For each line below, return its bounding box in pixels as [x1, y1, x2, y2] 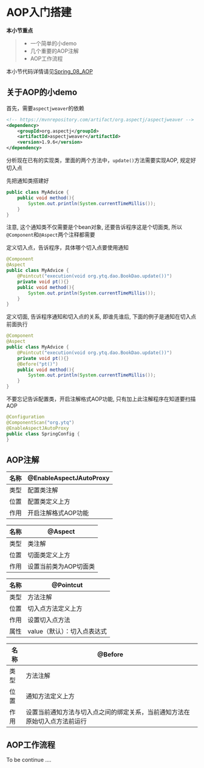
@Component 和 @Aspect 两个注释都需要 [6, 231, 95, 239]
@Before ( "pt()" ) [17, 361, 59, 367]
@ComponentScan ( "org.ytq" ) [6, 420, 75, 426]
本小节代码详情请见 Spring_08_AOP [6, 67, 93, 75]
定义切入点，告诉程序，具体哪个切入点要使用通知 [6, 244, 129, 251]
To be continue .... [6, 756, 52, 763]
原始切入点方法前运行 [25, 717, 87, 726]
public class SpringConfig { [6, 430, 80, 437]
